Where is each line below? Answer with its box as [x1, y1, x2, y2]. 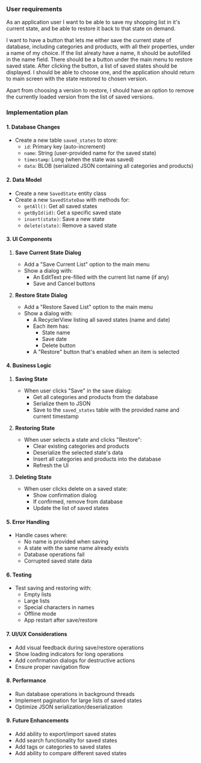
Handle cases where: [14, 532, 68, 539]
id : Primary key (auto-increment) [23, 143, 106, 150]
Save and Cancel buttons [32, 279, 96, 287]
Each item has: [32, 322, 70, 330]
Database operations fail [23, 551, 85, 558]
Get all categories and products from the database [32, 394, 158, 401]
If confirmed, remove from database [32, 498, 123, 505]
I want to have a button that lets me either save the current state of [6, 37, 172, 44]
